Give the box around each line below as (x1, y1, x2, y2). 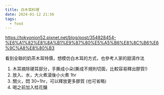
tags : (5, 16, 16, 21)
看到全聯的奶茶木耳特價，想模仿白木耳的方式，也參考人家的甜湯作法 (5, 55, 145, 61)
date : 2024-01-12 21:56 (5, 12, 55, 17)
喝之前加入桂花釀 (12, 85, 48, 91)
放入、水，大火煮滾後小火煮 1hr (12, 72, 77, 78)
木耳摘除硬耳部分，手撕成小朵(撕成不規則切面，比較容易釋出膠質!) (12, 66, 148, 72)
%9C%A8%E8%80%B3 (5, 45, 55, 51)
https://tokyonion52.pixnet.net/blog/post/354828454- (5, 35, 116, 41)
